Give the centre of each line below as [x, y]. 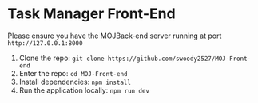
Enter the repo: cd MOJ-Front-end [73, 73]
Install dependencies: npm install [75, 82]
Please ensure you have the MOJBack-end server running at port [115, 36]
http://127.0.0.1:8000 [45, 43]
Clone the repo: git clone [62, 58]
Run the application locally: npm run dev [84, 90]
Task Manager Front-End [92, 14]
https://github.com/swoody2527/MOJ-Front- [179, 59]
